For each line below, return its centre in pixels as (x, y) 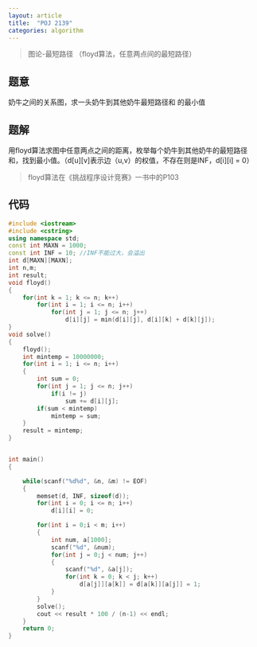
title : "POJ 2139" (41, 23)
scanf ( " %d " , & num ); (83, 547)
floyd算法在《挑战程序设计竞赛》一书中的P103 (103, 177)
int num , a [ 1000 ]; (81, 540)
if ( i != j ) (69, 394)
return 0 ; (39, 629)
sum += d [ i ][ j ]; (92, 401)
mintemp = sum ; (76, 416)
